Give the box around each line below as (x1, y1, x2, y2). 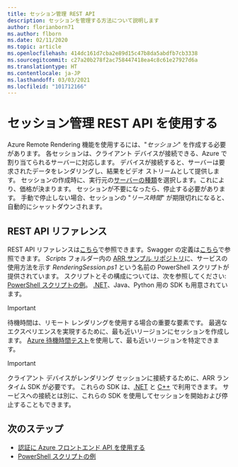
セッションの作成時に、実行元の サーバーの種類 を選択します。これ (21, 176, 212, 184)
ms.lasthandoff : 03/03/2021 (7, 76, 91, 84)
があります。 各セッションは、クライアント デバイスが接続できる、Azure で (7, 150, 228, 158)
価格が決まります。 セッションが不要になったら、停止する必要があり (19, 185, 220, 193)
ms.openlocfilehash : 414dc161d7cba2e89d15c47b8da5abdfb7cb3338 (7, 50, 198, 57)
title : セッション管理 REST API (7, 10, 96, 18)
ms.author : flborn (7, 30, 62, 38)
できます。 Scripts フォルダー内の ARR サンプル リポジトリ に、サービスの (13, 254, 228, 262)
